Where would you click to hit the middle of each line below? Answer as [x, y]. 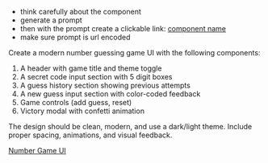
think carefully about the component [80, 12]
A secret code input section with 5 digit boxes [96, 77]
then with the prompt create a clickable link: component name [123, 29]
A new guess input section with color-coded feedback [110, 94]
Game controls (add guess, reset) [76, 102]
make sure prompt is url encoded [75, 37]
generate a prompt [51, 20]
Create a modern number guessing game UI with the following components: [134, 53]
